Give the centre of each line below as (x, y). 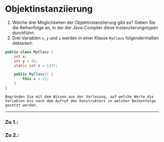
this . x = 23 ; (36, 79)
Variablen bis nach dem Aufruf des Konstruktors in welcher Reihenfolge (81, 101)
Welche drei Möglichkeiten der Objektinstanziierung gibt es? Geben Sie (84, 22)
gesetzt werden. (21, 105)
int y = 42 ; (26, 61)
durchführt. (23, 33)
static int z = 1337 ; (36, 66)
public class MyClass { (29, 52)
